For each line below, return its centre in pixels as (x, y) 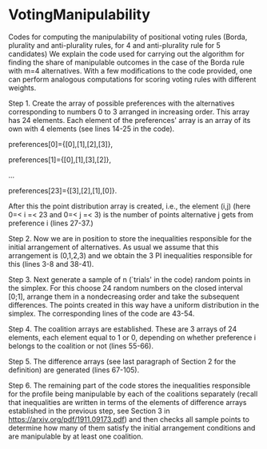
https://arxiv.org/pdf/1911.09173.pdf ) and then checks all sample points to (129, 419)
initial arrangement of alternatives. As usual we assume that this (114, 247)
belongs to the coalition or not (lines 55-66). (81, 346)
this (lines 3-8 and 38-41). (51, 264)
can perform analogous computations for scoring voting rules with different (132, 79)
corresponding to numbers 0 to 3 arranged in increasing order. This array (129, 111)
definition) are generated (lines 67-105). (74, 370)
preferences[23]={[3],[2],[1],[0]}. (63, 190)
